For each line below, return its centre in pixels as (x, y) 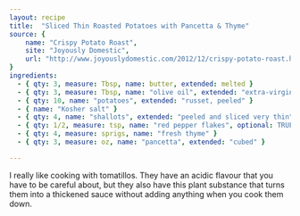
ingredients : (33, 76)
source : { (28, 34)
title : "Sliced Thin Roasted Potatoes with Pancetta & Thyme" (129, 26)
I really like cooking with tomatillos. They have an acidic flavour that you (142, 175)
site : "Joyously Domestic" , (77, 51)
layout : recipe (37, 17)
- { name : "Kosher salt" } (67, 109)
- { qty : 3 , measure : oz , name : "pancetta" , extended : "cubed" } (142, 142)
